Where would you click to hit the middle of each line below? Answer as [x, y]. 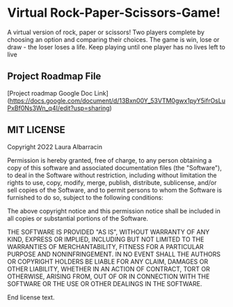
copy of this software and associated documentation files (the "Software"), [115, 167]
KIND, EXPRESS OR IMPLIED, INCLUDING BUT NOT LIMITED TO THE [106, 239]
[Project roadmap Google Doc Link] [58, 93]
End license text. [31, 297]
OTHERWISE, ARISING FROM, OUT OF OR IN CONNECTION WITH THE [109, 276]
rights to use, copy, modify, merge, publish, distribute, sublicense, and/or [112, 182]
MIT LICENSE [37, 130]
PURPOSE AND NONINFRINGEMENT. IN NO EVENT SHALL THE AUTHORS [114, 254]
